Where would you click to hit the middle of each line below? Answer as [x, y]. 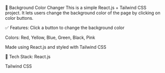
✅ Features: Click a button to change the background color [65, 28]
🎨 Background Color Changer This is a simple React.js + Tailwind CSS [76, 8]
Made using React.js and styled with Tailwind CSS [56, 47]
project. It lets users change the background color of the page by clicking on [83, 13]
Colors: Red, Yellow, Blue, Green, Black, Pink [50, 37]
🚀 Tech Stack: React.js [28, 56]
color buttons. [19, 18]
